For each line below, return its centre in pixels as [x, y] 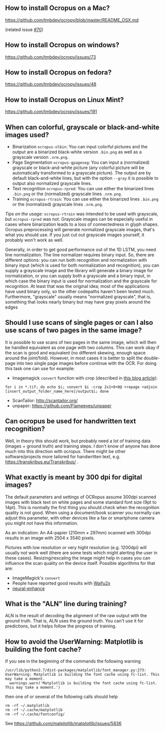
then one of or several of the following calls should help [62, 696]
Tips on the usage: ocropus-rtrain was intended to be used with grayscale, [82, 214]
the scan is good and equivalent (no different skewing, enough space [75, 352]
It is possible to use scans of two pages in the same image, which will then [81, 342]
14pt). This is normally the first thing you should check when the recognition [82, 507]
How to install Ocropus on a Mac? [57, 8]
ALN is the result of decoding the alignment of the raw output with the [76, 616]
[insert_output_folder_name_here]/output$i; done [57, 391]
